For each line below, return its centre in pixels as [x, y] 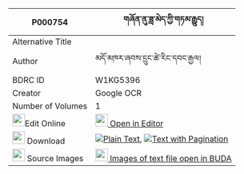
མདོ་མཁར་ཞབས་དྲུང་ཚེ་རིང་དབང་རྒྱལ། [148, 58]
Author [25, 61]
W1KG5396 [118, 80]
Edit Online [46, 123]
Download [46, 141]
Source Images [55, 158]
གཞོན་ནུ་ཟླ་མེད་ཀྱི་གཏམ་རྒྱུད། [164, 19]
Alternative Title [42, 42]
